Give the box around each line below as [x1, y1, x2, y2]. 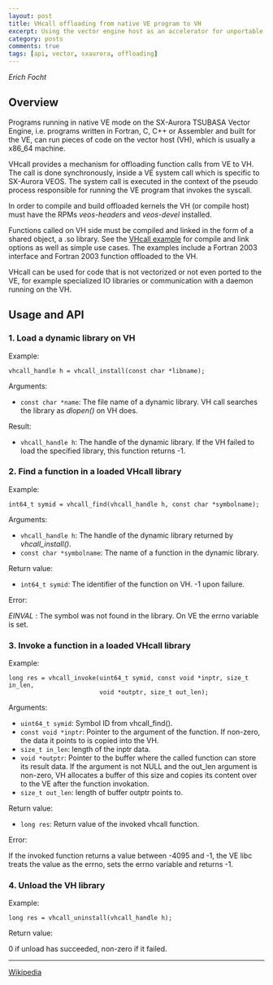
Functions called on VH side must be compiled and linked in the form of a [8, 225, 254, 235]
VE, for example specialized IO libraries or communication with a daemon [8, 275, 253, 285]
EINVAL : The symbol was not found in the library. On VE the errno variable [8, 610, 259, 620]
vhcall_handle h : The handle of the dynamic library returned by [19, 530, 234, 540]
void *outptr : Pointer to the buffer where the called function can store [19, 753, 257, 763]
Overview [8, 95, 59, 110]
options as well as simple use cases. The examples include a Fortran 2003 [8, 242, 258, 253]
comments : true [8, 42, 60, 51]
